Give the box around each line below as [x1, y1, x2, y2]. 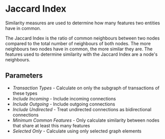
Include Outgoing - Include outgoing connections [12, 101, 115, 107]
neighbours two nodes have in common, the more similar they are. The [5, 46, 153, 52]
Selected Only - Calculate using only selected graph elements [12, 128, 142, 134]
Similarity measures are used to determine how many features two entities [5, 20, 160, 26]
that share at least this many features [12, 122, 90, 128]
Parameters [5, 72, 43, 80]
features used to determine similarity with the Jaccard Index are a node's [5, 51, 158, 57]
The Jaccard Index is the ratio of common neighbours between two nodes [5, 35, 160, 41]
